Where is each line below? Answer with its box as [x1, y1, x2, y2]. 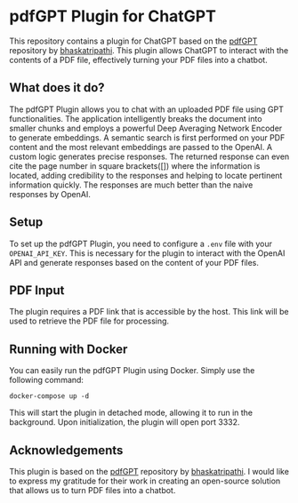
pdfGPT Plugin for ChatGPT [9, 6, 216, 27]
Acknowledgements [9, 443, 124, 458]
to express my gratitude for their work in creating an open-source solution [9, 475, 281, 486]
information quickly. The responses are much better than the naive [9, 180, 254, 190]
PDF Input [9, 283, 65, 298]
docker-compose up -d [9, 392, 90, 401]
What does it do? [9, 80, 105, 95]
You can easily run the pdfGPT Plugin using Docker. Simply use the [9, 365, 255, 376]
